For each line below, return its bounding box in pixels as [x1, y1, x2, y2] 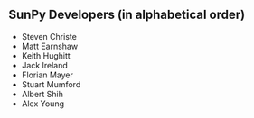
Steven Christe [21, 31, 78, 41]
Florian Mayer [21, 69, 74, 80]
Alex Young [21, 98, 65, 109]
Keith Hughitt [21, 50, 71, 61]
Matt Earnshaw [21, 41, 79, 51]
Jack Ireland [21, 59, 69, 70]
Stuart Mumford [21, 78, 81, 89]
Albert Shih [21, 88, 64, 99]
